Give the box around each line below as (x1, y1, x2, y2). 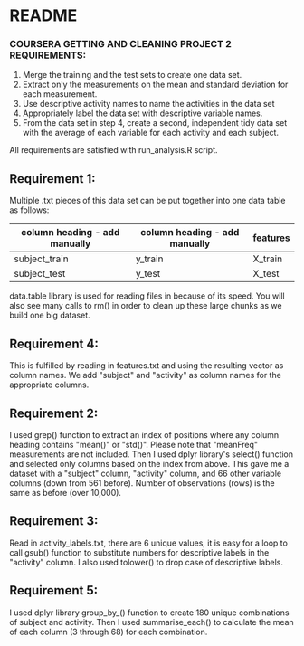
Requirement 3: (9, 513, 99, 529)
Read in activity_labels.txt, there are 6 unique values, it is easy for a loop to (9, 537, 288, 548)
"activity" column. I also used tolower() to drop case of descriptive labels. (9, 556, 283, 567)
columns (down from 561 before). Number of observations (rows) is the (9, 477, 275, 489)
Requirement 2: (9, 405, 99, 421)
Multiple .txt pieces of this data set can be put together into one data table (9, 195, 287, 206)
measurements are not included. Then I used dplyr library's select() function (9, 449, 294, 460)
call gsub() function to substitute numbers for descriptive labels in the (9, 546, 270, 557)
